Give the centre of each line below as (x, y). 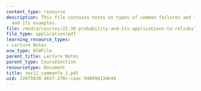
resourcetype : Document (36, 67)
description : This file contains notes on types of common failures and (99, 17)
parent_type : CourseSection (41, 62)
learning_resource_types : (38, 40)
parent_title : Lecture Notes (42, 56)
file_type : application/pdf (41, 34)
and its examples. (35, 23)
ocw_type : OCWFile (29, 51)
